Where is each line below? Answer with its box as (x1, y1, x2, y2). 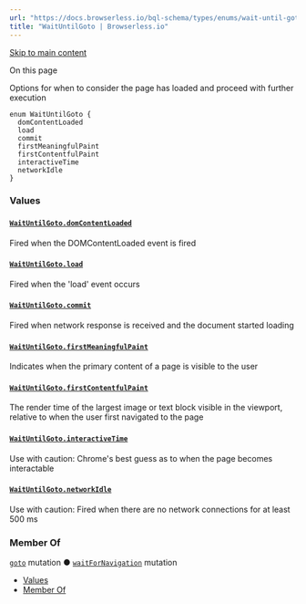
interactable (9, 463, 55, 474)
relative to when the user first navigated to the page (9, 411, 204, 422)
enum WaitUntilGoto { (9, 109, 92, 119)
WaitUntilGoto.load (9, 260, 84, 269)
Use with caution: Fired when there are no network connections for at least (9, 504, 291, 515)
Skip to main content (9, 47, 87, 57)
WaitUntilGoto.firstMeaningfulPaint (9, 342, 148, 351)
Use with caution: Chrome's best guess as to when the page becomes (9, 453, 273, 463)
